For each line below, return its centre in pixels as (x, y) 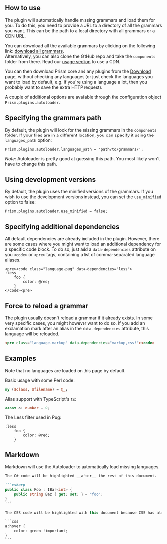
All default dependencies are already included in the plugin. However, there (82, 239)
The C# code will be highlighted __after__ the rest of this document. (81, 476)
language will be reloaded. (32, 334)
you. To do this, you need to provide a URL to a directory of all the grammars (83, 25)
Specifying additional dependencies (62, 226)
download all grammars (39, 51)
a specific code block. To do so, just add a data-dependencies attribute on (80, 249)
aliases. (13, 260)
